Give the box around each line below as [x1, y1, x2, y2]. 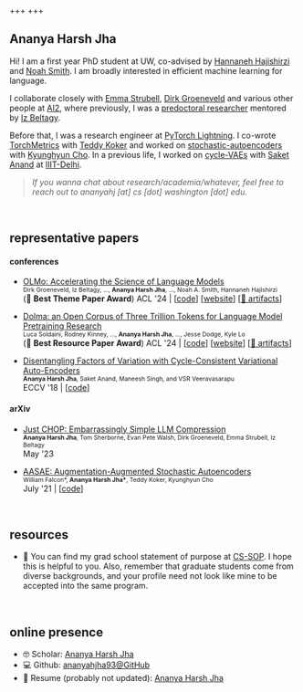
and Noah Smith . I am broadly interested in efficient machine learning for [9, 65, 283, 76]
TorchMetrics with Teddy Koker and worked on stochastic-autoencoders [9, 139, 283, 151]
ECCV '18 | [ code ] [22, 383, 90, 393]
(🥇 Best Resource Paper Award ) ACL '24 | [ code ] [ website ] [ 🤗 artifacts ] [22, 338, 292, 349]
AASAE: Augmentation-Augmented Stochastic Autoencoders [22, 466, 252, 477]
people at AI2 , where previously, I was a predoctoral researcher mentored [9, 102, 287, 113]
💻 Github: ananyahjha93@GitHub [22, 659, 151, 671]
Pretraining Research [22, 320, 102, 331]
